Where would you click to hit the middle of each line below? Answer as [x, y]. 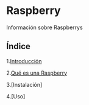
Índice [18, 46]
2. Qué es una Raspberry [37, 73]
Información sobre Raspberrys [45, 27]
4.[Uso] [16, 96]
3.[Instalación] [24, 84]
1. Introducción [24, 61]
